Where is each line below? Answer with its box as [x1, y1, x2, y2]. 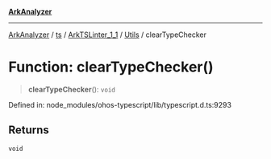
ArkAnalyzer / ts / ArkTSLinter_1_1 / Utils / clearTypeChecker [8, 30, 207, 39]
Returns [8, 124, 50, 137]
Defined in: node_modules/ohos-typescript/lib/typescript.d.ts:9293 [8, 100, 232, 109]
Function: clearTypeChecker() [8, 58, 214, 76]
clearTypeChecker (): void [27, 84, 115, 94]
